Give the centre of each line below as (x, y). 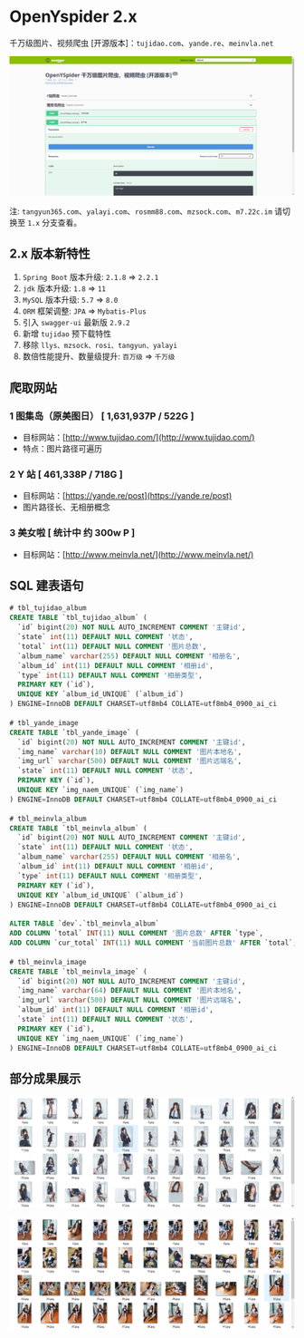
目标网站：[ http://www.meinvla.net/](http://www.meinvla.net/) (138, 554)
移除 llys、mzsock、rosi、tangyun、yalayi (100, 345)
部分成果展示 (45, 1078)
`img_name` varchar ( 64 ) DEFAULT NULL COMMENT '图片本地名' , (130, 991)
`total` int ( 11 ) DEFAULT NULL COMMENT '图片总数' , (112, 646)
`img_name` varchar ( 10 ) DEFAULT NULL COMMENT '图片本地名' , (130, 751)
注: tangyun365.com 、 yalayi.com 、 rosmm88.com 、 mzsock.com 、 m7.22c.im (141, 211)
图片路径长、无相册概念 (66, 507)
